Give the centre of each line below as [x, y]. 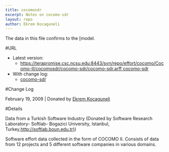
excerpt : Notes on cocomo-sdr [37, 15]
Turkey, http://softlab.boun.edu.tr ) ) [41, 129]
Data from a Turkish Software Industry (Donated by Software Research [79, 119]
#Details [14, 109]
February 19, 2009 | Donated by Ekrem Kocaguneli [58, 99]
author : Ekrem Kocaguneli [32, 24]
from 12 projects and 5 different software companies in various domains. [81, 144]
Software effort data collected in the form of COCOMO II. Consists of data [82, 139]
